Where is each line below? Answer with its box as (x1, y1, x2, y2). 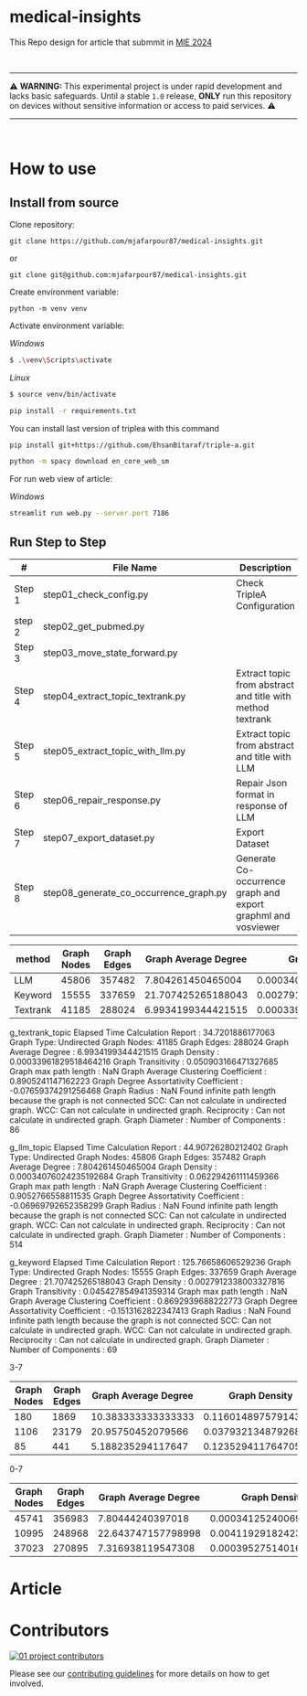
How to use (9, 158, 97, 179)
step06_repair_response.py (42, 794, 162, 806)
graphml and (236, 910, 291, 922)
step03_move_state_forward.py (42, 646, 178, 659)
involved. (9, 1678, 44, 1689)
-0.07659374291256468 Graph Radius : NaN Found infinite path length (9, 1085, 276, 1096)
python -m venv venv (9, 304, 89, 313)
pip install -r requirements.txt (9, 406, 137, 415)
